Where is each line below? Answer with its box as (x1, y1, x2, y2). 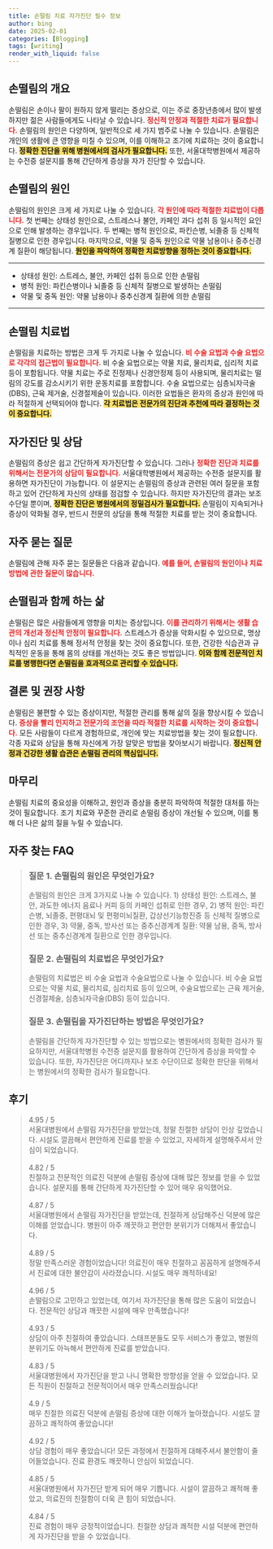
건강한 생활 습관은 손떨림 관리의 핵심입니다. (23, 748, 159, 757)
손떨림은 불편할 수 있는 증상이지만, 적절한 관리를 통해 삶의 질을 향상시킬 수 (8, 707, 242, 717)
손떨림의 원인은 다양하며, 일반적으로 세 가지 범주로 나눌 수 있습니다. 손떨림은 (19, 125, 260, 135)
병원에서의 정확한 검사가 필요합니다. (37, 1067, 150, 1076)
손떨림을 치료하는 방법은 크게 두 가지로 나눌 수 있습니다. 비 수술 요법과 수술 (8, 347, 244, 358)
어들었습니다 (28, 1455, 69, 1465)
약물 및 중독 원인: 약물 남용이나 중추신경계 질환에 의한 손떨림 (19, 290, 211, 301)
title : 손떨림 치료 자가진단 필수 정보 (8, 11, 121, 20)
